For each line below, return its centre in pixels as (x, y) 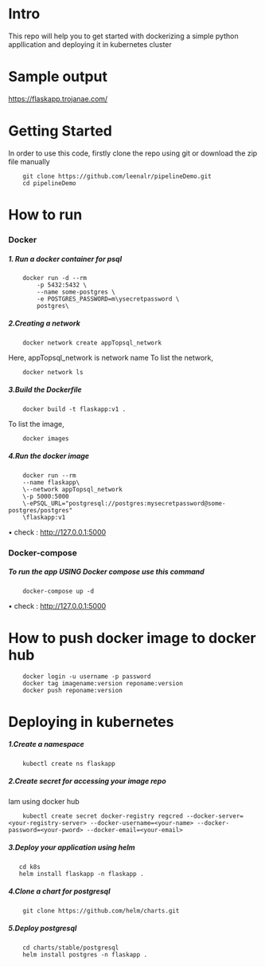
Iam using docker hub (44, 801)
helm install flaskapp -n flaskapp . (82, 874)
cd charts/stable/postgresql (71, 947)
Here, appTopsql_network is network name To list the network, (111, 357)
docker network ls (53, 372)
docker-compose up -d (58, 591)
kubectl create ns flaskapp (69, 764)
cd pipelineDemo (50, 183)
